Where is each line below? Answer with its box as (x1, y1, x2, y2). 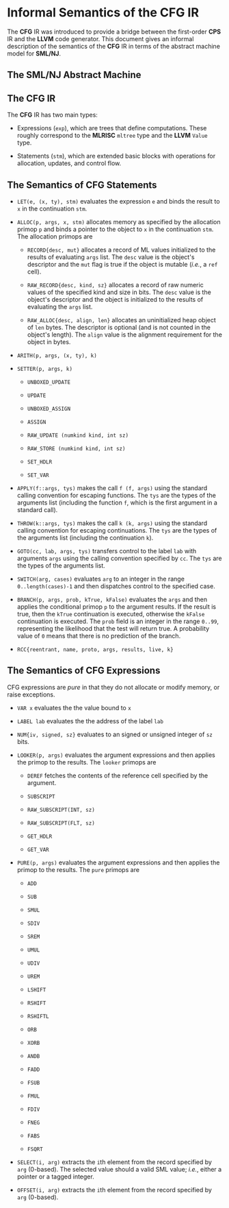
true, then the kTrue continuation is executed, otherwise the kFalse (16, 609, 205, 618)
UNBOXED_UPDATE (27, 378, 70, 385)
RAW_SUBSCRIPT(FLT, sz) (27, 819, 96, 827)
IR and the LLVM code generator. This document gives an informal (7, 34, 194, 43)
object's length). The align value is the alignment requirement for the (27, 330, 222, 339)
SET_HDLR (27, 458, 53, 466)
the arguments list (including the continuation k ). (16, 533, 154, 542)
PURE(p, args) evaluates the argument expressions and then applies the (16, 858, 220, 867)
